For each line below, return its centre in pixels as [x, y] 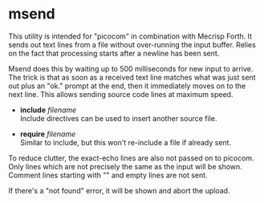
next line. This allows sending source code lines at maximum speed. [121, 94]
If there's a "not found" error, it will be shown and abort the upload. [119, 190]
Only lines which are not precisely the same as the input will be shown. [125, 166]
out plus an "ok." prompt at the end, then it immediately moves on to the [127, 86]
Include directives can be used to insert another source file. [118, 118]
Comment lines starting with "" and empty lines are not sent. [108, 175]
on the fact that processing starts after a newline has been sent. [114, 53]
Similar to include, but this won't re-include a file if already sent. [125, 142]
